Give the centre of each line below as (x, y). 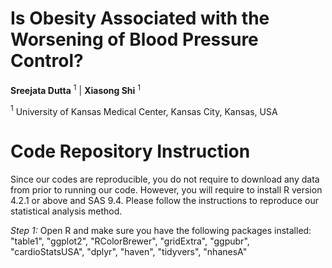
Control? (47, 61)
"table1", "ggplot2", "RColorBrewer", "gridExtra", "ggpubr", (130, 241)
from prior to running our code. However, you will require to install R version (166, 190)
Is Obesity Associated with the (140, 18)
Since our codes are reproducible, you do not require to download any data (165, 179)
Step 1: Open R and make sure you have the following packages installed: (161, 231)
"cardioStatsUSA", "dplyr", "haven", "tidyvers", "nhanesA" (129, 252)
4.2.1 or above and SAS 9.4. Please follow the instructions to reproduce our (164, 201)
